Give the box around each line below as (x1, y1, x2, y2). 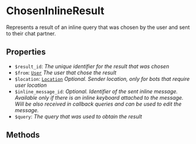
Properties (6, 47, 46, 57)
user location (14, 81, 47, 89)
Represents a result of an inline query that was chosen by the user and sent (6, 24, 190, 31)
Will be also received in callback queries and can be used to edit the (14, 100, 182, 107)
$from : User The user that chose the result (14, 69, 117, 76)
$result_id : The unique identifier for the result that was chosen (14, 63, 169, 70)
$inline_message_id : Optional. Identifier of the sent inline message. (14, 87, 178, 95)
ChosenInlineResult (6, 4, 104, 18)
